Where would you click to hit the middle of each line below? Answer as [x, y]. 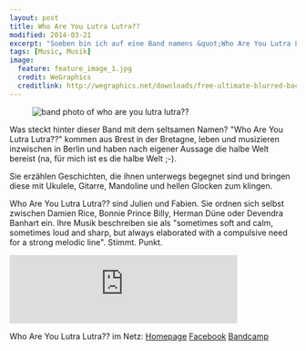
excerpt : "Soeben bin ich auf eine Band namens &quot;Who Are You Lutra [150, 43]
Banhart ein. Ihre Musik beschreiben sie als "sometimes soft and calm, [141, 222]
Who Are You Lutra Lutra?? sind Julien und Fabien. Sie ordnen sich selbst [147, 203]
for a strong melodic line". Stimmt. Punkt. [86, 242]
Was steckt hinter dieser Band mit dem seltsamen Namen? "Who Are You [147, 129]
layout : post [34, 18]
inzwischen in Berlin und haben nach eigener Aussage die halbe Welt [139, 149]
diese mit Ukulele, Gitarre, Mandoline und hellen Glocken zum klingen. [141, 186]
